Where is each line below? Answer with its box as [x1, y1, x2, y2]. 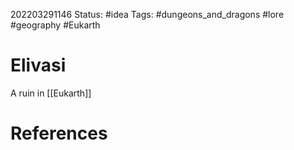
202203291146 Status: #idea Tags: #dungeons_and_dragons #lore [10, 9, 285, 20]
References [10, 122, 108, 145]
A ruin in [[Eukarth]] [10, 87, 92, 99]
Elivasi [10, 54, 67, 77]
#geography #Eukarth [10, 19, 101, 31]
